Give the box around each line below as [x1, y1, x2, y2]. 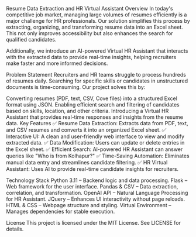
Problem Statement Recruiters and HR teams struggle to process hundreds [6, 71, 186, 78]
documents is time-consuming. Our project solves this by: [6, 84, 146, 90]
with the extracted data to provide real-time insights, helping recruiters [6, 54, 177, 60]
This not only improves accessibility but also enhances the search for [6, 30, 174, 37]
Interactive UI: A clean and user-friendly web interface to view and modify [6, 133, 185, 140]
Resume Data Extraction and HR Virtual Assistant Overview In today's [6, 5, 174, 12]
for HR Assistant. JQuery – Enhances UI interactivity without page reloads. [6, 195, 185, 202]
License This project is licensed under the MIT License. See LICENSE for [6, 219, 181, 226]
